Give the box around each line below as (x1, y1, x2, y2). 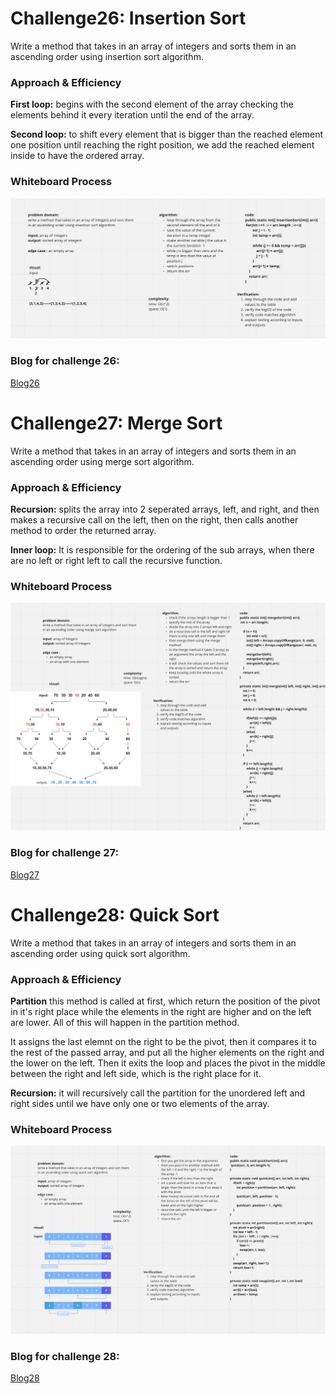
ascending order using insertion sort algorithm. (10, 50, 204, 62)
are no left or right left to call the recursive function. (10, 554, 223, 566)
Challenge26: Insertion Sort (10, 7, 247, 30)
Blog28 (10, 1372, 40, 1384)
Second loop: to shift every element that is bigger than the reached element (10, 128, 324, 141)
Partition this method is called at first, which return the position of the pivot (10, 995, 321, 1007)
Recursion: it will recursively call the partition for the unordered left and (10, 1087, 306, 1099)
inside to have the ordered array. (10, 150, 145, 162)
